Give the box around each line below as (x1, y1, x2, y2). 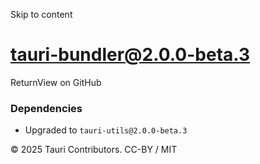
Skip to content (10, 9, 73, 20)
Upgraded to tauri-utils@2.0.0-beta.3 (24, 124, 188, 136)
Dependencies (10, 101, 83, 115)
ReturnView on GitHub (10, 76, 102, 88)
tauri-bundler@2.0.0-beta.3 (10, 44, 251, 66)
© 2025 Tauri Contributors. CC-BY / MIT (10, 144, 178, 156)
